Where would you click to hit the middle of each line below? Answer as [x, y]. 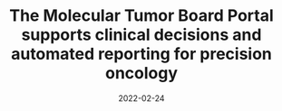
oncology [141, 74]
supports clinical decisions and [141, 35]
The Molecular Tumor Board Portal [141, 16]
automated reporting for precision [141, 54]
